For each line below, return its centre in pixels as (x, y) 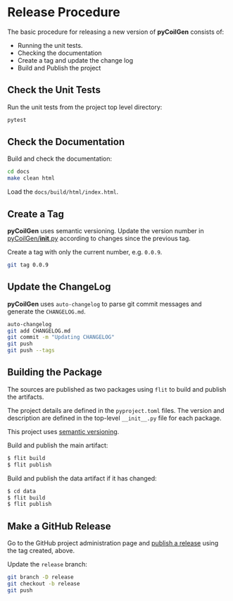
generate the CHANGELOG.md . (46, 311)
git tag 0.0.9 (28, 265)
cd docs (19, 172)
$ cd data (22, 491)
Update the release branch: (48, 564)
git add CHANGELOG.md (39, 331)
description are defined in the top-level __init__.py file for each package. (114, 418)
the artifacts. (26, 397)
